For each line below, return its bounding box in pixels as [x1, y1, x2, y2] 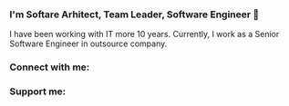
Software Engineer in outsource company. [9, 38, 168, 49]
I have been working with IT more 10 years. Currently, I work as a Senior [9, 29, 280, 40]
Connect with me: [9, 61, 90, 73]
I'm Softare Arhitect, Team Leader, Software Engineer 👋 [9, 8, 260, 21]
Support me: [9, 85, 67, 98]
